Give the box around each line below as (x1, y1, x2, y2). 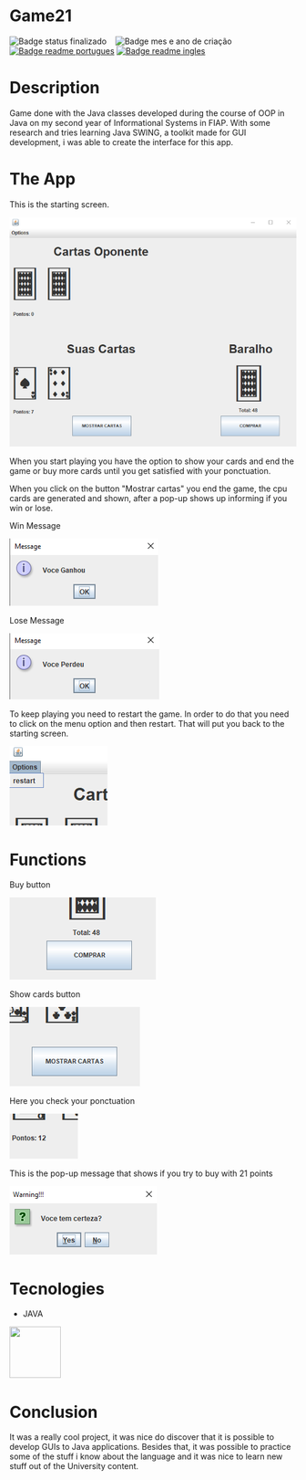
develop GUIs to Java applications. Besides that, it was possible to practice (9, 1442, 291, 1453)
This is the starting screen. (9, 198, 109, 210)
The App (9, 169, 76, 190)
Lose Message (9, 615, 65, 626)
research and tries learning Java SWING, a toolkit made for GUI (9, 127, 247, 138)
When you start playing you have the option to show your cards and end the (9, 456, 294, 467)
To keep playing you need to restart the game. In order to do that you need (9, 709, 290, 719)
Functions (9, 849, 87, 870)
